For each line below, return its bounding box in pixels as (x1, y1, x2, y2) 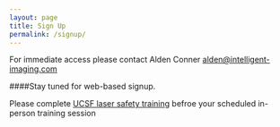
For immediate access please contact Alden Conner (9, 55, 201, 65)
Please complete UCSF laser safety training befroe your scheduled (9, 98, 257, 109)
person (9, 108, 36, 119)
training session (37, 108, 96, 119)
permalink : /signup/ (9, 30, 87, 38)
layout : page (9, 13, 58, 22)
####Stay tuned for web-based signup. (9, 81, 156, 92)
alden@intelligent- (202, 55, 271, 65)
